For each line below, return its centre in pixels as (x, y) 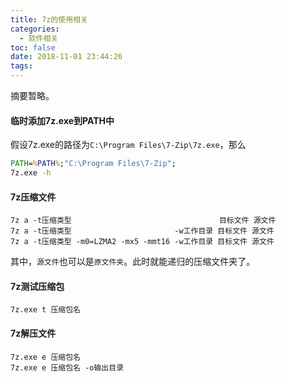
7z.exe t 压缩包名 (45, 310)
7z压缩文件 (33, 197)
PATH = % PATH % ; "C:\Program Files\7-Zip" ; (93, 164)
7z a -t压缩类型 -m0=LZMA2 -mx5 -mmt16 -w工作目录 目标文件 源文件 (142, 242)
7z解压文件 (33, 333)
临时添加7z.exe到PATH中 (62, 120)
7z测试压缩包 (37, 286)
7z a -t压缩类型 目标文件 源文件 (143, 221)
